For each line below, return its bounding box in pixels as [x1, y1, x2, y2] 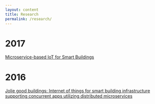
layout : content [5, 7, 39, 12]
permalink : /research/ [5, 16, 52, 21]
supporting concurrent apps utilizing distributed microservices [5, 93, 133, 99]
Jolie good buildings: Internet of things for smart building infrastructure [5, 88, 150, 94]
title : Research [5, 12, 39, 17]
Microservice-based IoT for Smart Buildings [5, 54, 94, 60]
